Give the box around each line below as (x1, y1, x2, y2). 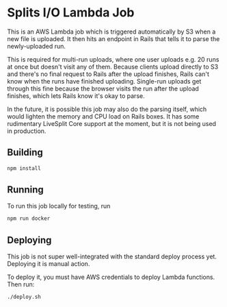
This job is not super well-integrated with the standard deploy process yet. (7, 252, 217, 261)
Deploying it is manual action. (7, 260, 90, 268)
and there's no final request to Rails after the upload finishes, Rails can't (7, 70, 210, 78)
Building (7, 147, 43, 158)
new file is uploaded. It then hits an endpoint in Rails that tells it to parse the (7, 34, 220, 42)
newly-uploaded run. (7, 42, 66, 50)
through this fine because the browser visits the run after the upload (7, 84, 200, 93)
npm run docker (7, 215, 51, 222)
